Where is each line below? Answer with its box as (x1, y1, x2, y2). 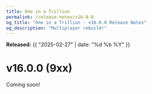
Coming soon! (6, 81, 40, 88)
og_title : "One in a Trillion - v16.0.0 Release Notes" (6, 19, 147, 25)
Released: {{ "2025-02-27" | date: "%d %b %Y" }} (6, 41, 130, 48)
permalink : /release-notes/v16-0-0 (6, 14, 94, 20)
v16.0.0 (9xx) (6, 62, 73, 75)
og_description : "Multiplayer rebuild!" (6, 25, 108, 31)
